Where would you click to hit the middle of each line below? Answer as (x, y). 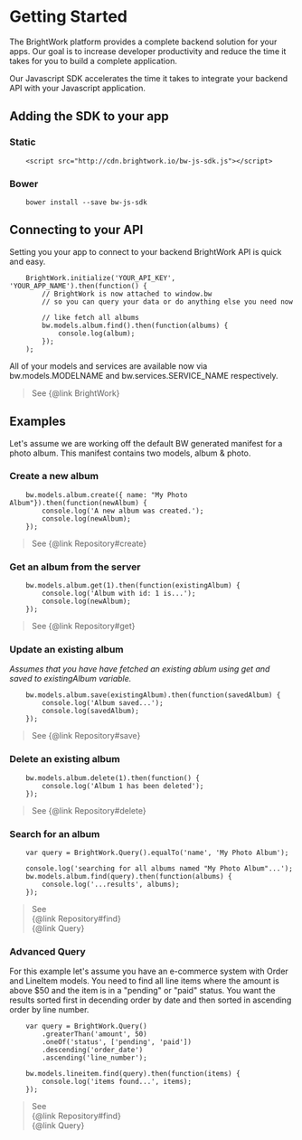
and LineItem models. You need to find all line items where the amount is (145, 981)
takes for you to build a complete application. (94, 61)
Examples (38, 422)
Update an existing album (66, 650)
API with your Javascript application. (78, 88)
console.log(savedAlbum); (91, 711)
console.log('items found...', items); (117, 1082)
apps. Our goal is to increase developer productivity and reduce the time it (148, 51)
